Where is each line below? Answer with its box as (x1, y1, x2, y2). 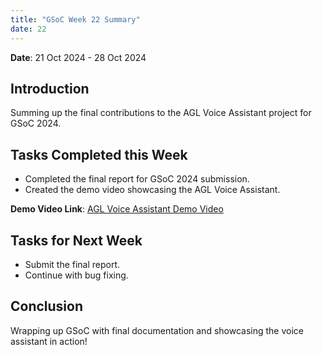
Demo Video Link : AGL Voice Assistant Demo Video (10, 203, 224, 215)
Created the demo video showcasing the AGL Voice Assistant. (24, 184, 281, 196)
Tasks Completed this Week (10, 146, 188, 163)
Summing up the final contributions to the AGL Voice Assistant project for (10, 107, 312, 119)
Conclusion (10, 298, 84, 315)
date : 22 (10, 24, 47, 34)
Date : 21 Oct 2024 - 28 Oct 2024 (10, 51, 147, 63)
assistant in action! (10, 335, 88, 347)
